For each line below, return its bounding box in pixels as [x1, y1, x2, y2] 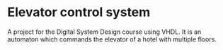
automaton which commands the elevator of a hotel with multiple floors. [7, 35, 217, 43]
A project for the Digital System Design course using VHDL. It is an [7, 27, 202, 36]
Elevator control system [7, 4, 151, 20]
